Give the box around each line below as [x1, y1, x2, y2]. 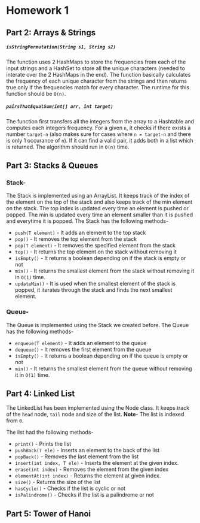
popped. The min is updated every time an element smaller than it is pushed [6, 211, 193, 219]
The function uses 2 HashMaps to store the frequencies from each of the [6, 58, 186, 65]
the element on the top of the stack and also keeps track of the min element [6, 198, 193, 205]
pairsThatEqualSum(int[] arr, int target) [6, 104, 113, 110]
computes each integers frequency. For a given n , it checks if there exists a [6, 124, 191, 131]
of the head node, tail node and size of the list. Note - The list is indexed [6, 411, 184, 418]
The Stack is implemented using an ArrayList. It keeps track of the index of [6, 192, 190, 199]
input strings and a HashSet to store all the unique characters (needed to [6, 64, 185, 72]
